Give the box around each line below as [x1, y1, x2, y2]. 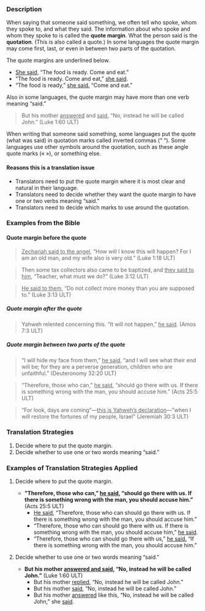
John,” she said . [33, 598, 75, 605]
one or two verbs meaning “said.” [15, 197, 100, 204]
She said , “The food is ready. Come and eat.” [15, 69, 129, 76]
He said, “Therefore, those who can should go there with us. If [33, 509, 191, 517]
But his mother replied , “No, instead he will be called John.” [33, 579, 184, 586]
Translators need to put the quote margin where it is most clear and [15, 177, 185, 185]
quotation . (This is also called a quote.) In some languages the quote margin [6, 39, 199, 46]
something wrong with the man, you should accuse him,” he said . [33, 529, 198, 536]
